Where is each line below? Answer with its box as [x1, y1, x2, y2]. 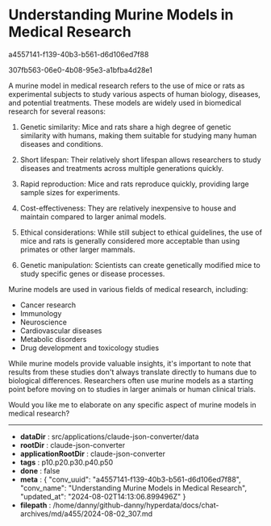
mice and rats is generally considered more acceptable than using [19, 236, 240, 245]
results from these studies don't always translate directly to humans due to [8, 367, 256, 377]
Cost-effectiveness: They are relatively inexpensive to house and [19, 203, 236, 213]
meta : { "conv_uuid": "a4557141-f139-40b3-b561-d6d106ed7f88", [19, 474, 242, 484]
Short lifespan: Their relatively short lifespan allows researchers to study [19, 155, 261, 165]
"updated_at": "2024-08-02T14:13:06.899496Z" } [19, 491, 186, 501]
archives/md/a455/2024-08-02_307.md [19, 508, 153, 518]
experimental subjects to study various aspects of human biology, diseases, [8, 89, 261, 98]
